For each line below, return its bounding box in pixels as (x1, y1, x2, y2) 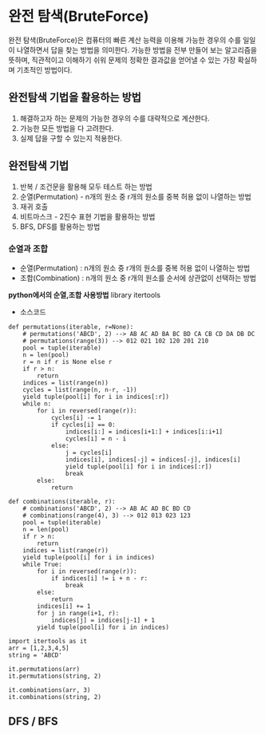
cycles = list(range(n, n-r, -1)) (22, 385, 137, 393)
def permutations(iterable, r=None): (8, 322, 134, 331)
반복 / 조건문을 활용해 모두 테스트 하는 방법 (19, 181, 153, 192)
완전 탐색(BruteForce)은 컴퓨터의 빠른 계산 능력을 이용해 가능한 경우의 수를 (8, 35, 242, 45)
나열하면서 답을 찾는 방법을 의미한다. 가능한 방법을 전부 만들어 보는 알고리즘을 (16, 45, 258, 54)
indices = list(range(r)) (22, 546, 109, 555)
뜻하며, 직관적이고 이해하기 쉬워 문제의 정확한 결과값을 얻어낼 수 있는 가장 (8, 55, 236, 65)
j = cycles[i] (65, 449, 113, 456)
